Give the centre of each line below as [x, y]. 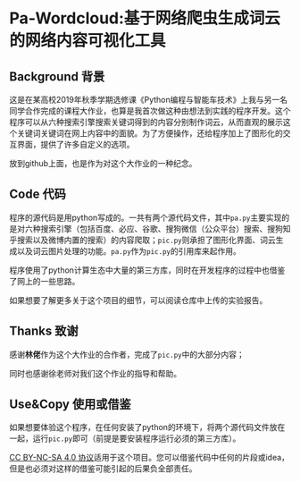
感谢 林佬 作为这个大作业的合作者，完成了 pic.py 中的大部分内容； [127, 354]
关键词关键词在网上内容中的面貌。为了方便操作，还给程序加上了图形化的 [150, 133]
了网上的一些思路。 [45, 281]
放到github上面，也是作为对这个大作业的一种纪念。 [103, 163]
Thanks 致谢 [44, 331]
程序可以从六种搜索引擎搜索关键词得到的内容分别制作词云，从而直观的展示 [146, 122]
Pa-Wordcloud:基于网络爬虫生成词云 [145, 18]
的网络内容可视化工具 [88, 41]
